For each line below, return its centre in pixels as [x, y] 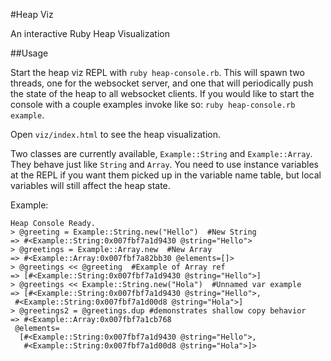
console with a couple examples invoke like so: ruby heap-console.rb [153, 104]
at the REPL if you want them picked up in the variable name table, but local [166, 175]
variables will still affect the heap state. [90, 185]
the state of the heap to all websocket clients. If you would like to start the [162, 93]
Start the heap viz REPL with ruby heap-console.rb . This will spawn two [157, 72]
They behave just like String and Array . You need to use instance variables [164, 164]
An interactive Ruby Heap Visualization [90, 33]
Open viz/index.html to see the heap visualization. [115, 134]
